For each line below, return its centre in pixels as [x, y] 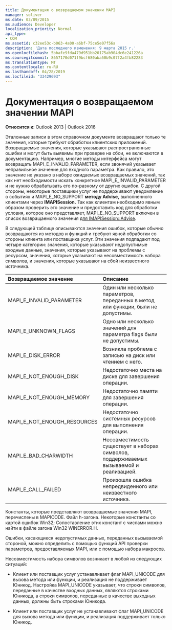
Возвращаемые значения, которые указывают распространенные [78, 148]
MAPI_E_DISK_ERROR [34, 355]
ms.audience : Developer [31, 24]
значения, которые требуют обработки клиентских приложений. [76, 142]
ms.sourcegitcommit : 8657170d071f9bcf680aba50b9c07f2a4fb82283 [74, 58]
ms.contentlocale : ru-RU [32, 67]
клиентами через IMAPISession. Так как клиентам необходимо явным [83, 202]
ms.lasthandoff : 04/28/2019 [35, 72]
